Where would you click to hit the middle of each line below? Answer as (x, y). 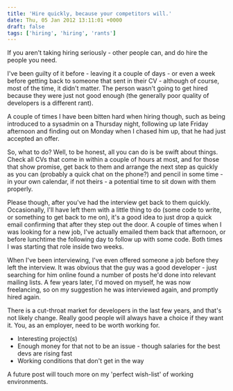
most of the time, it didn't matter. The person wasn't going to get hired (107, 88)
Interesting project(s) (47, 339)
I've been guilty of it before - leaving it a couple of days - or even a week (111, 74)
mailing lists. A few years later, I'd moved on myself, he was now (99, 283)
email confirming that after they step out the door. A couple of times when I (114, 225)
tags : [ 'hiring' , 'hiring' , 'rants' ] (62, 33)
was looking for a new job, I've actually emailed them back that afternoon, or (116, 232)
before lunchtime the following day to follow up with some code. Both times (115, 240)
